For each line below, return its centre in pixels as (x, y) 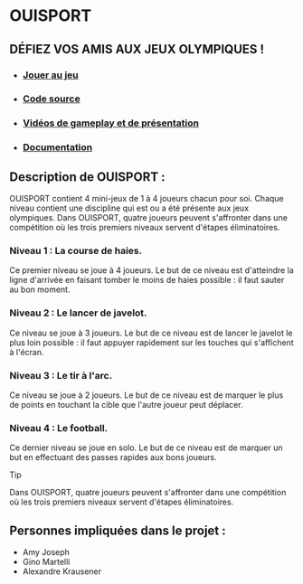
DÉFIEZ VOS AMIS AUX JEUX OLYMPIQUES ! (137, 49)
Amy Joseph (46, 552)
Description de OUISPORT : (87, 177)
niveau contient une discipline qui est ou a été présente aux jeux (129, 208)
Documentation (57, 147)
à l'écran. (27, 352)
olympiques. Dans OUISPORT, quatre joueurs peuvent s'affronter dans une (148, 218)
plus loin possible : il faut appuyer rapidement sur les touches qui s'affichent (151, 342)
